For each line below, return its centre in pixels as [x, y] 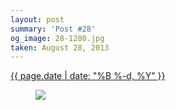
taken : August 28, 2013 [60, 47]
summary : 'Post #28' [53, 29]
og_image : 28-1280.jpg [57, 38]
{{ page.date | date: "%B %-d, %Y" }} [88, 76]
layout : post [37, 19]
